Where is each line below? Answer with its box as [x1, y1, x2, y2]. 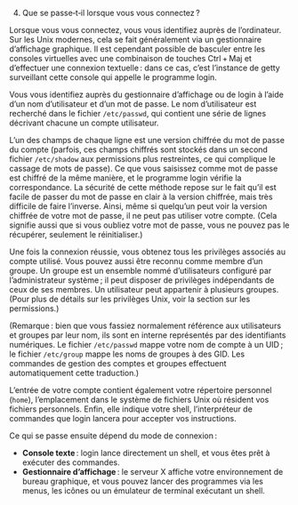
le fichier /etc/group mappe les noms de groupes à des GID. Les [9, 349, 246, 359]
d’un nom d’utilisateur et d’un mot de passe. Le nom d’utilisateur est [9, 99, 257, 109]
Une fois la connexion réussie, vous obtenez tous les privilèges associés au [9, 246, 286, 257]
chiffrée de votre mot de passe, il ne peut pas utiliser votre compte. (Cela [9, 211, 278, 220]
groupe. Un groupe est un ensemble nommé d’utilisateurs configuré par [9, 266, 272, 276]
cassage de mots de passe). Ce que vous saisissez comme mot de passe [9, 164, 278, 173]
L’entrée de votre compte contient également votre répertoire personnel [9, 385, 272, 395]
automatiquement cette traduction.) [9, 368, 140, 378]
